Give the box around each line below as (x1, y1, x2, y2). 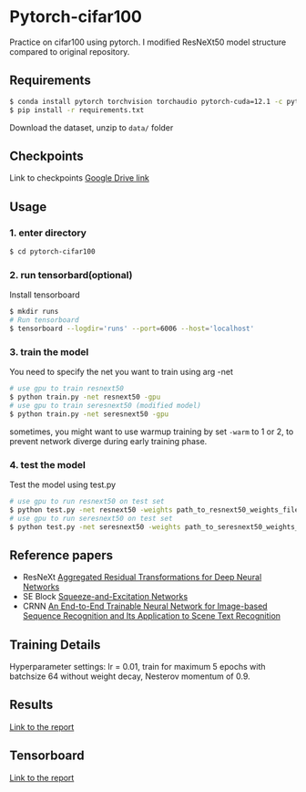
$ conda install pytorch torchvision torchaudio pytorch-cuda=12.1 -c (9, 97, 283, 106)
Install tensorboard (9, 289, 80, 300)
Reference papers (9, 547, 114, 563)
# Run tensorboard (9, 316, 79, 325)
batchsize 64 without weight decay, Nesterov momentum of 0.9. (9, 671, 250, 682)
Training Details (9, 637, 101, 652)
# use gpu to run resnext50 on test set (9, 496, 166, 505)
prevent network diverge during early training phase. (9, 435, 208, 446)
